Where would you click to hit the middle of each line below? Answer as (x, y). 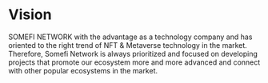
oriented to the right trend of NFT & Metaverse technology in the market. (128, 45)
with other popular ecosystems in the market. (83, 70)
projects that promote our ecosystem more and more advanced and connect (134, 62)
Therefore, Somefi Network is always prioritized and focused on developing (133, 53)
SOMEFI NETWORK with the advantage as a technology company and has (130, 37)
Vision (30, 15)
